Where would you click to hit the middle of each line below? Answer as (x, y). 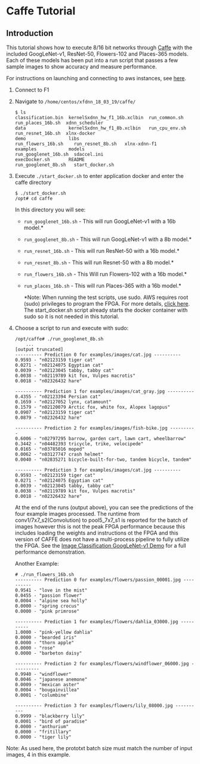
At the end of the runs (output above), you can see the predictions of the (104, 507)
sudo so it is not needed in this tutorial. (71, 316)
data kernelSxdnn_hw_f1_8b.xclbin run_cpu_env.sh (100, 128)
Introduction (30, 33)
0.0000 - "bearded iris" (46, 638)
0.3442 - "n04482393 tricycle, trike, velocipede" (79, 444)
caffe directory (33, 182)
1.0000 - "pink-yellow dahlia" (54, 632)
